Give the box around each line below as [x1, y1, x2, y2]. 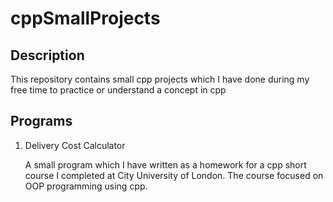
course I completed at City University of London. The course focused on [24, 169, 324, 181]
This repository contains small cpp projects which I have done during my [10, 73, 310, 85]
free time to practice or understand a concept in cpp [10, 84, 227, 96]
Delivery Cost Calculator [24, 139, 126, 151]
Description [10, 47, 85, 64]
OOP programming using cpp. [24, 180, 148, 192]
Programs [10, 113, 73, 130]
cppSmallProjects [10, 7, 161, 30]
